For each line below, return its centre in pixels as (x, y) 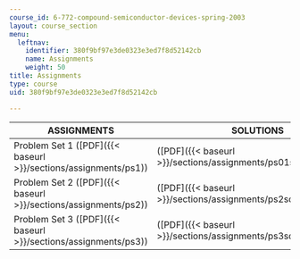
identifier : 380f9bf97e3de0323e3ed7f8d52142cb (113, 51)
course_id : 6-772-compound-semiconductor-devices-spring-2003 (127, 17)
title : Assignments (46, 76)
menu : (19, 34)
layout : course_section (54, 26)
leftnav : (33, 42)
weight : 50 (46, 68)
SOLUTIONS (258, 130)
